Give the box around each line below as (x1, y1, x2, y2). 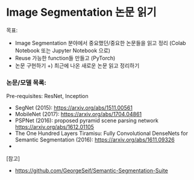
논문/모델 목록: (6, 78, 46, 87)
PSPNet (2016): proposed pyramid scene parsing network (14, 117, 158, 124)
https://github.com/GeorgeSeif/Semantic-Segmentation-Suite (14, 167, 169, 175)
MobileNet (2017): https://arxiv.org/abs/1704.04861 (14, 111, 142, 118)
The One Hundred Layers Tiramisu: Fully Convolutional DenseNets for (14, 130, 189, 137)
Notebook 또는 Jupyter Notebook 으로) (14, 46, 110, 54)
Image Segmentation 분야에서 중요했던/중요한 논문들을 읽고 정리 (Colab (14, 39, 186, 46)
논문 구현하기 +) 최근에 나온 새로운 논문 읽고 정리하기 (14, 61, 140, 69)
